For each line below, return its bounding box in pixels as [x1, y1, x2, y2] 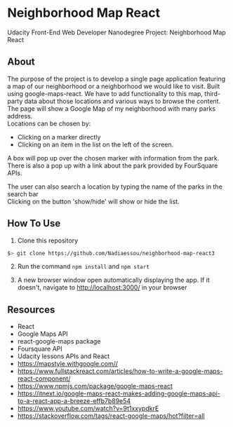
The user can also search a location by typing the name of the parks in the [7, 182, 222, 191]
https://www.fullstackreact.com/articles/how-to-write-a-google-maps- [17, 367, 223, 376]
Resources [7, 304, 55, 316]
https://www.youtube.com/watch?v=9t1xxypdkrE [17, 405, 159, 413]
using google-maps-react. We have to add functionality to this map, [7, 89, 204, 97]
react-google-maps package [17, 337, 101, 346]
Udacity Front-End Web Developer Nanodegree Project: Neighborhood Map [7, 28, 226, 36]
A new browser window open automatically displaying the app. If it [17, 276, 211, 285]
